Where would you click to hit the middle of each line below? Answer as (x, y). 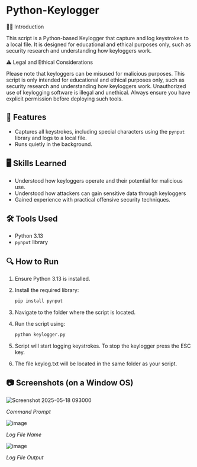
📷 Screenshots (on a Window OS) (70, 383)
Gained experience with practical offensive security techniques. (92, 199)
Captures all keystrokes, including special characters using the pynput (100, 131)
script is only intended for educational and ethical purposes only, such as (95, 80)
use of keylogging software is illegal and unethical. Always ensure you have (98, 92)
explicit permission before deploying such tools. (64, 99)
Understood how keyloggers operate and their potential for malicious (99, 180)
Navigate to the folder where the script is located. (75, 312)
